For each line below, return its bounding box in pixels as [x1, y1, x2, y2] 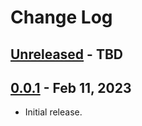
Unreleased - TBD [10, 46, 123, 63]
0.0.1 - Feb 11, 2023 [10, 79, 132, 96]
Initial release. [24, 106, 83, 118]
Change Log [10, 6, 113, 29]
